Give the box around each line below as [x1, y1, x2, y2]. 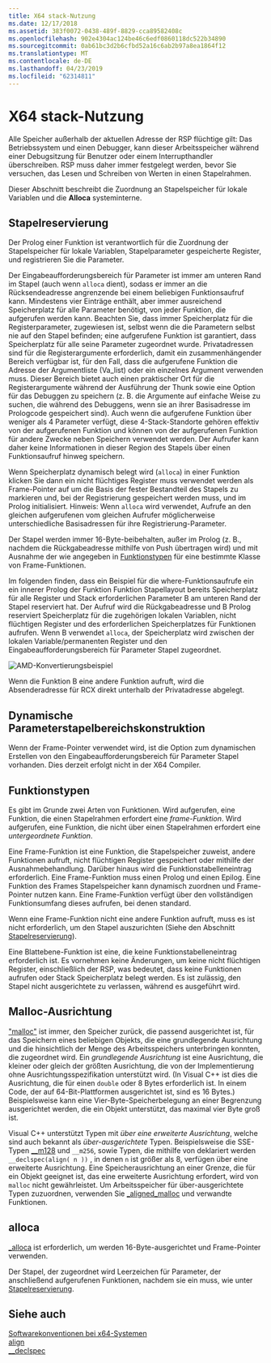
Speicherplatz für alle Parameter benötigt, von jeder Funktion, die [8, 305, 227, 315]
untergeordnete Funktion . [8, 831, 93, 840]
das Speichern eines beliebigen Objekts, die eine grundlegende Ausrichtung [8, 1035, 263, 1044]
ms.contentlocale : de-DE [8, 58, 92, 66]
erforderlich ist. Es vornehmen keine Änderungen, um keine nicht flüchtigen [8, 956, 261, 965]
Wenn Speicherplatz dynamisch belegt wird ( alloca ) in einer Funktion [8, 467, 240, 477]
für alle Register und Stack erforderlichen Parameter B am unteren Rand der [8, 594, 261, 603]
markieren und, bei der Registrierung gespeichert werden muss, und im [8, 493, 247, 503]
